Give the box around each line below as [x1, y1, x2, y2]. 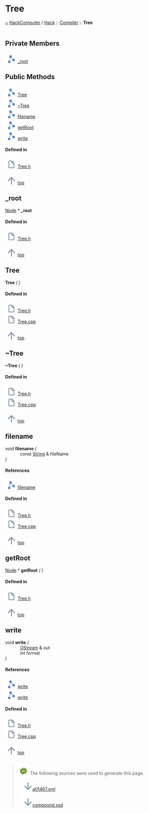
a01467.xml [32, 786, 56, 792]
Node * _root [5, 207, 32, 213]
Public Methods [5, 73, 55, 81]
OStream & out [20, 645, 50, 651]
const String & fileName [20, 450, 69, 457]
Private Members [5, 39, 60, 48]
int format [20, 650, 40, 656]
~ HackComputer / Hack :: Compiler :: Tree [5, 19, 93, 25]
